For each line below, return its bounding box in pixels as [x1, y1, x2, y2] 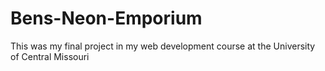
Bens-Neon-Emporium [10, 7, 203, 30]
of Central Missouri [10, 50, 90, 62]
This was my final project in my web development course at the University [10, 40, 316, 52]
